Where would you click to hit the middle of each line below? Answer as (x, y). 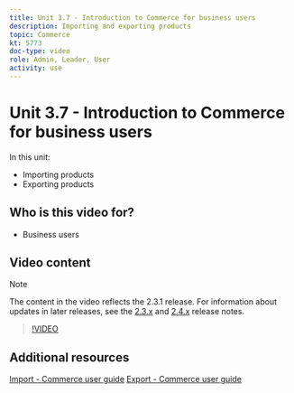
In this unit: (30, 157)
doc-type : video (40, 51)
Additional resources (69, 357)
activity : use (36, 69)
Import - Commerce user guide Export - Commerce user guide (125, 379)
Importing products (58, 174)
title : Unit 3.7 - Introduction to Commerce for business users (133, 18)
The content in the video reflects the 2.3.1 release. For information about (143, 302)
